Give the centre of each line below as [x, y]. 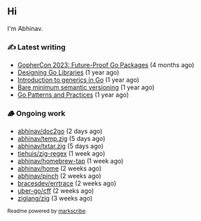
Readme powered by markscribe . [47, 211]
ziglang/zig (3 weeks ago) [55, 199]
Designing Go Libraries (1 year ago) [68, 72]
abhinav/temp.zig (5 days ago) [61, 139]
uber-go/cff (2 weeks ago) [56, 191]
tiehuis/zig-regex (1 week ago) [61, 154]
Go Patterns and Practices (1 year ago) [73, 95]
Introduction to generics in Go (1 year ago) [78, 80]
